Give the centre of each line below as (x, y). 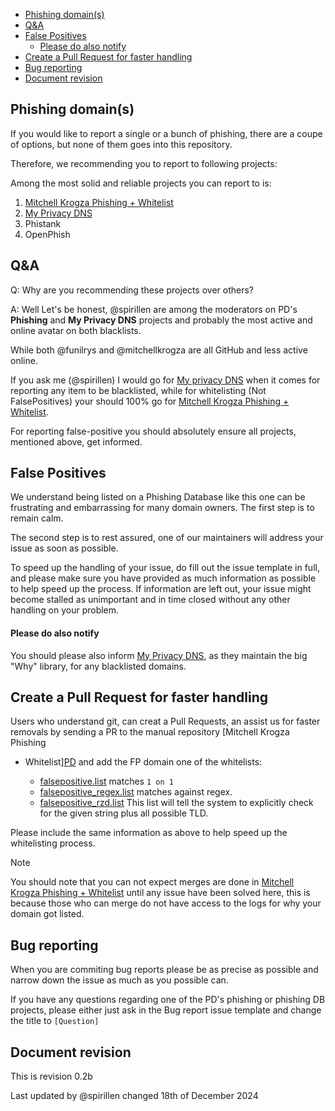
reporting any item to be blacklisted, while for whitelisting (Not (138, 390)
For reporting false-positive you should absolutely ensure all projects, (153, 431)
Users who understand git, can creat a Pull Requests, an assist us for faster (165, 721)
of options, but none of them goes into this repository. (121, 144)
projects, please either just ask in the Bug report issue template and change (166, 1010)
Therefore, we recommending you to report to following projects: (144, 163)
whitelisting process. (53, 843)
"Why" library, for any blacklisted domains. (98, 666)
